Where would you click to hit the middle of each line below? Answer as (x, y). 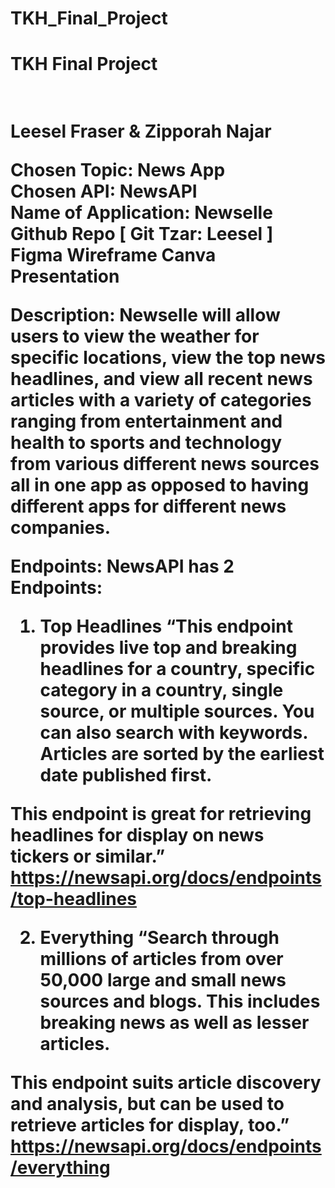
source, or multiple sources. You (177, 711)
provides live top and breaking (168, 647)
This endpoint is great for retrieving (161, 813)
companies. (61, 527)
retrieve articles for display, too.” (150, 1124)
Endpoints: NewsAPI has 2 (122, 566)
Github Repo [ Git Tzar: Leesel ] (142, 233)
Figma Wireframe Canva (113, 254)
